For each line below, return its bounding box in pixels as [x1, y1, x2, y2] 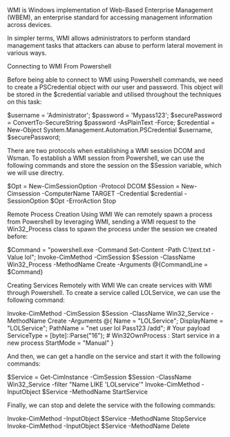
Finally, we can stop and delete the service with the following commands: [7, 401, 216, 409]
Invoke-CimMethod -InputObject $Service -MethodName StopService [7, 415, 207, 422]
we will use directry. [7, 169, 64, 177]
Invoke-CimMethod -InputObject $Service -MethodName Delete [7, 422, 190, 430]
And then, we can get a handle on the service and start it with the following [7, 353, 221, 360]
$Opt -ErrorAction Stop [50, 197, 116, 205]
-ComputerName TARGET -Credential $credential [41, 190, 183, 197]
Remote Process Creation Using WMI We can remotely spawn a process [7, 211, 213, 218]
